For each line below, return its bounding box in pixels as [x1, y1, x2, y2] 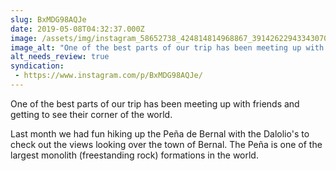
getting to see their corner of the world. [10, 108, 173, 120]
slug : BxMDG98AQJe [10, 14, 87, 25]
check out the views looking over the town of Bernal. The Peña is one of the [10, 138, 323, 150]
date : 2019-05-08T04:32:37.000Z [10, 24, 145, 34]
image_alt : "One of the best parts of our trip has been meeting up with [10, 42, 325, 53]
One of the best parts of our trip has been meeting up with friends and [10, 97, 300, 110]
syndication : [10, 61, 65, 71]
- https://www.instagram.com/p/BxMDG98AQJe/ [14, 71, 203, 81]
